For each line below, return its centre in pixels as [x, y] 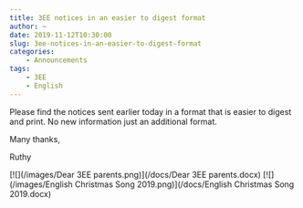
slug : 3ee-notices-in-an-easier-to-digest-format [106, 43]
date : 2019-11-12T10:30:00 [61, 35]
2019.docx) [31, 193]
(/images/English [41, 184]
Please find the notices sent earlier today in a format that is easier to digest [151, 111]
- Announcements [57, 60]
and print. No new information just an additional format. [113, 121]
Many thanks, [35, 139]
